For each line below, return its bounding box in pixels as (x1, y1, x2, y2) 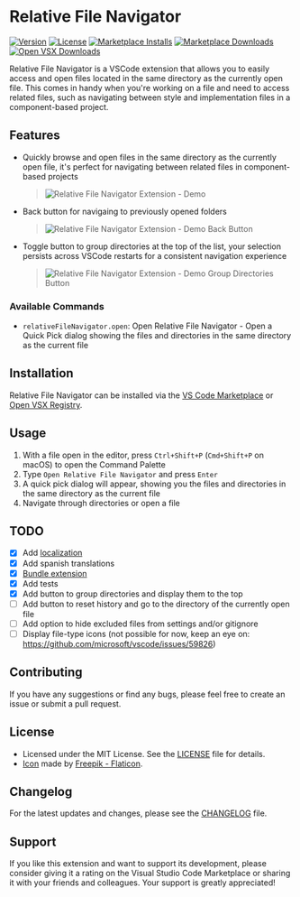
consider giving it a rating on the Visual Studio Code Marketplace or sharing (9, 868, 291, 879)
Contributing (9, 665, 83, 680)
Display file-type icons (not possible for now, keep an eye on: (22, 628, 250, 639)
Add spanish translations (22, 558, 115, 569)
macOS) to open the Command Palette (22, 458, 167, 470)
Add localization (22, 548, 83, 559)
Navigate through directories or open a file (22, 497, 180, 508)
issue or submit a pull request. (9, 698, 122, 709)
